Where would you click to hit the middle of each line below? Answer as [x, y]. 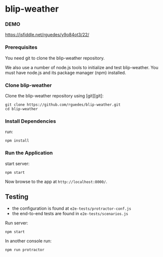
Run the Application [29, 153]
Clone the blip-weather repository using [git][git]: [54, 96]
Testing [17, 197]
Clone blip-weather [28, 85]
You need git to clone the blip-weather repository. [55, 58]
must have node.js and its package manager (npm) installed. [66, 73]
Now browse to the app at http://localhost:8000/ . [56, 182]
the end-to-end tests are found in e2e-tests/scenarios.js [70, 214]
